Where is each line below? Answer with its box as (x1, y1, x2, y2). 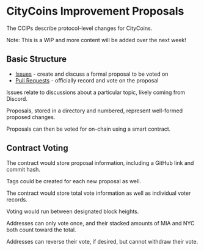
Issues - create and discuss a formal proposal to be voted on (15, 70, 169, 78)
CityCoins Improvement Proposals (6, 4, 184, 18)
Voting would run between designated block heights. (6, 208, 139, 215)
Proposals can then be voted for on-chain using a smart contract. (6, 125, 171, 133)
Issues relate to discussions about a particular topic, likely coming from (6, 89, 186, 96)
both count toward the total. (6, 226, 76, 233)
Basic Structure (6, 54, 67, 65)
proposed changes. (6, 113, 56, 120)
